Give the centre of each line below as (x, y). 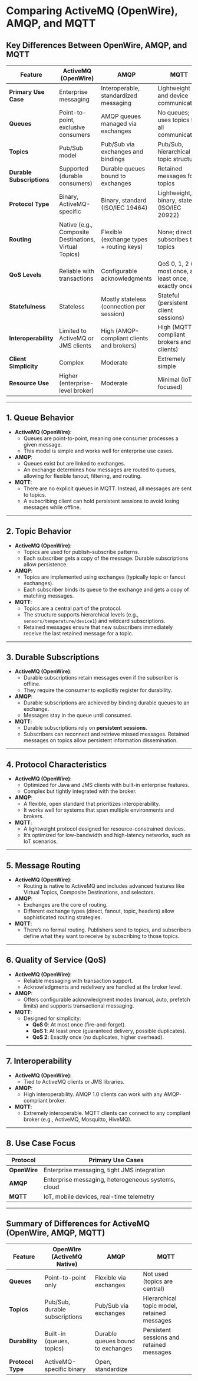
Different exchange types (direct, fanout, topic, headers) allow (99, 911)
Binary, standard (124, 200)
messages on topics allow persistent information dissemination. (100, 740)
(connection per (123, 306)
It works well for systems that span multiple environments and (99, 810)
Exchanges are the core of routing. (65, 905)
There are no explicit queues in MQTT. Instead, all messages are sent (108, 488)
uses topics (174, 120)
